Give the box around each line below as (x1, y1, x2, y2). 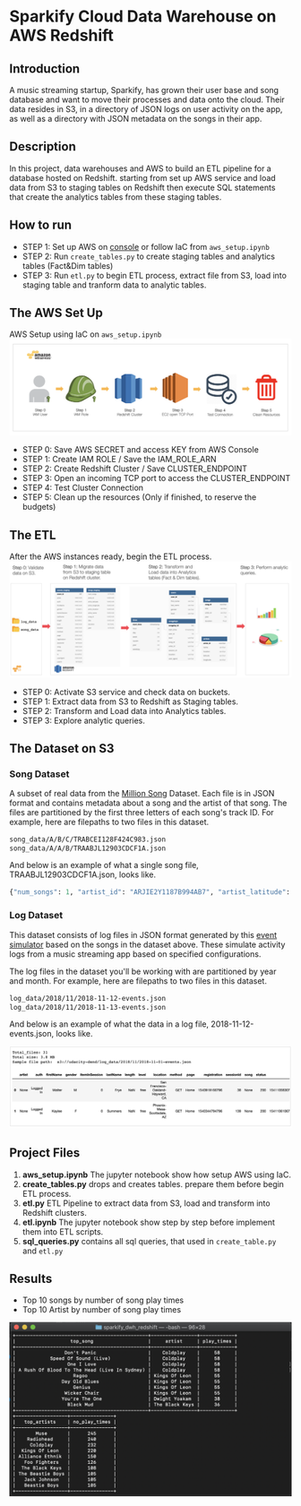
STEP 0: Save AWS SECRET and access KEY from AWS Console (21, 444, 260, 455)
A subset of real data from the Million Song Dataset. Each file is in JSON (9, 788, 275, 799)
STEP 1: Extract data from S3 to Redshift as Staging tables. (21, 696, 239, 707)
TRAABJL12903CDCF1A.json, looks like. (9, 869, 157, 880)
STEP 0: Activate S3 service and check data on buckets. (21, 686, 231, 697)
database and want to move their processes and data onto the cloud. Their (9, 94, 285, 105)
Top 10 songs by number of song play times (21, 1295, 185, 1305)
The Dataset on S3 (9, 741, 115, 756)
